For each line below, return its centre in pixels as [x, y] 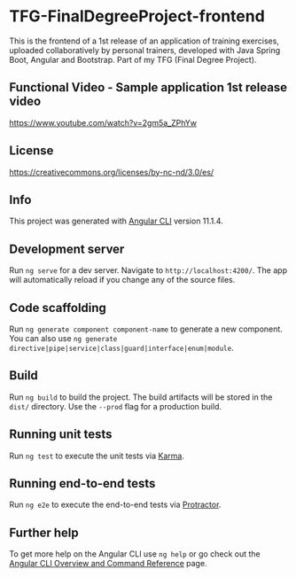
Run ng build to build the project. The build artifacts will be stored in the [141, 397]
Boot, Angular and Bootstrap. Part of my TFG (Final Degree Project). [133, 59]
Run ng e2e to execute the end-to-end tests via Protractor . [115, 505]
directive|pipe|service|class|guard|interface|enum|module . [121, 348]
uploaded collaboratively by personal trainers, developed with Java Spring [145, 50]
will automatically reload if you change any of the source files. [122, 280]
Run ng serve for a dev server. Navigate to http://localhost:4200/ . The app [148, 270]
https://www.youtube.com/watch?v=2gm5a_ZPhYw [103, 122]
